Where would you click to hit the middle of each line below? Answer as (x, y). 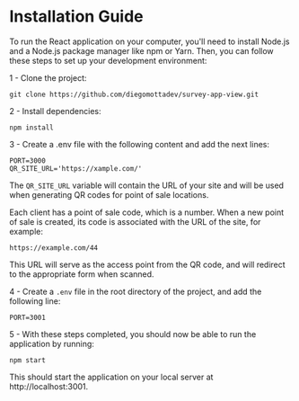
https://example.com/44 (54, 248)
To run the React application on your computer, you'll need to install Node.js (149, 41)
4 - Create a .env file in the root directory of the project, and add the (136, 291)
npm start (28, 360)
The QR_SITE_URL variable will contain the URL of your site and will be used (147, 185)
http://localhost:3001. (49, 386)
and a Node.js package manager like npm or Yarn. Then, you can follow (141, 50)
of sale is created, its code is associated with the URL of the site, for (135, 221)
